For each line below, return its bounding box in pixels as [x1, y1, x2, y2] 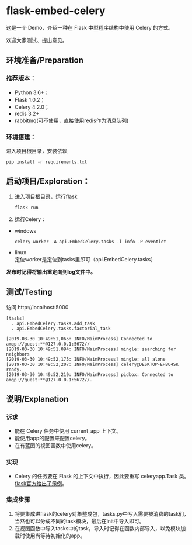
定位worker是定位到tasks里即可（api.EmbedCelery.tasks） [14, 256, 156, 263]
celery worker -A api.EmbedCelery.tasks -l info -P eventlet [14, 239, 167, 244]
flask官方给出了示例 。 [14, 480, 68, 487]
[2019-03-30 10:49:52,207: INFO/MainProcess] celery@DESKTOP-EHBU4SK [6, 361, 179, 367]
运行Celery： [14, 215, 47, 223]
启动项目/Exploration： [6, 177, 90, 187]
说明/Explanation [6, 394, 69, 404]
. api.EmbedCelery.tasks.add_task [11, 320, 95, 326]
